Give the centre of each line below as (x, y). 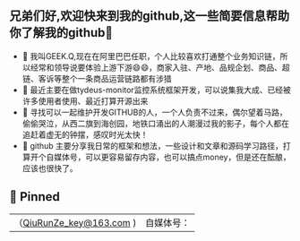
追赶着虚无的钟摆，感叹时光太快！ (85, 134)
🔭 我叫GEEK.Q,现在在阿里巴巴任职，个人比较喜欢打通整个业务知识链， (151, 56)
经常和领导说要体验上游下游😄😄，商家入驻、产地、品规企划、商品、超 (160, 67)
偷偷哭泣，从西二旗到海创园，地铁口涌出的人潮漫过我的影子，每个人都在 (155, 123)
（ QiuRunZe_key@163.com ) (75, 222)
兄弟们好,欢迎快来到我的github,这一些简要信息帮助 (150, 16)
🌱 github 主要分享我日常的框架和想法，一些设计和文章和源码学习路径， (153, 145)
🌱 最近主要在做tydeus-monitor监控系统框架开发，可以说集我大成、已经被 (156, 90)
